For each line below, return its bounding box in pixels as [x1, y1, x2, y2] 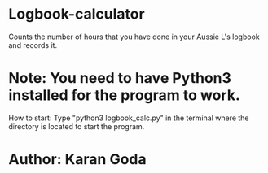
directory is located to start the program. [8, 121, 145, 131]
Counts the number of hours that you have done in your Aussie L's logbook [8, 32, 260, 41]
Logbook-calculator [8, 5, 145, 24]
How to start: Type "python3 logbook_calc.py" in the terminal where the [8, 113, 250, 123]
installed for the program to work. [8, 86, 240, 105]
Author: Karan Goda [8, 150, 147, 169]
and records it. [8, 40, 58, 50]
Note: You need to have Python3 [8, 69, 232, 88]
